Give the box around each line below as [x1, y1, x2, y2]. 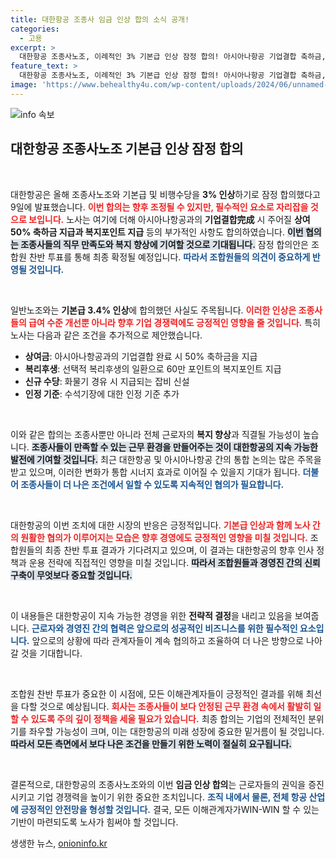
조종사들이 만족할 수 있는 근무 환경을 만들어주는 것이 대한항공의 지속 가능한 [31, 441, 318, 453]
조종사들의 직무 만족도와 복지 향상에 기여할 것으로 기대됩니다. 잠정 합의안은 [20, 238, 309, 250]
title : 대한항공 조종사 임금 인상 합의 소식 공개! [10, 14, 190, 25]
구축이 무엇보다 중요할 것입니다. [10, 569, 133, 581]
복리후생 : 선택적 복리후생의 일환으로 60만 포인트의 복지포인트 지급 [24, 362, 282, 375]
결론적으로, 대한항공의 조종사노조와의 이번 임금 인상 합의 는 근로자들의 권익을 [10, 778, 307, 790]
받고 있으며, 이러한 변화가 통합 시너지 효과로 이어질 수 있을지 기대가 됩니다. [10, 466, 301, 478]
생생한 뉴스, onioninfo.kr [10, 837, 108, 849]
